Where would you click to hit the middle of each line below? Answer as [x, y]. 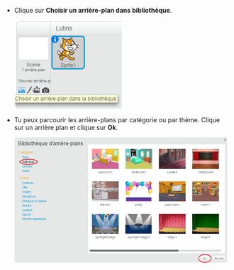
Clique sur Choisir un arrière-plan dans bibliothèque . [93, 10]
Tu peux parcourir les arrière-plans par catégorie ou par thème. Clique [117, 120]
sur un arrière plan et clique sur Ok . [66, 128]
